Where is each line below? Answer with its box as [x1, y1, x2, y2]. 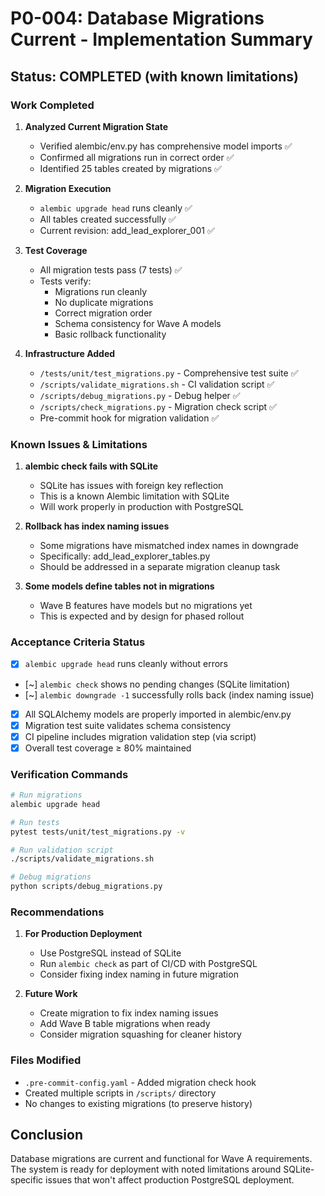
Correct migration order [54, 307, 153, 319]
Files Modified [10, 1053, 82, 1067]
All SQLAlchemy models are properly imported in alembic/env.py [24, 708, 292, 720]
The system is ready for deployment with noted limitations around [10, 1163, 282, 1176]
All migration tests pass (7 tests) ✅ [39, 263, 183, 276]
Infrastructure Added [24, 347, 116, 359]
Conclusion [10, 1127, 84, 1144]
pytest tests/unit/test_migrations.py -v [10, 827, 186, 837]
